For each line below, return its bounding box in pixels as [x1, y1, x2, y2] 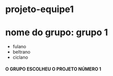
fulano [12, 44, 26, 50]
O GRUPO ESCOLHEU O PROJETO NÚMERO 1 [5, 66, 102, 72]
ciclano [12, 54, 29, 60]
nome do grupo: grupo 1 [5, 27, 108, 39]
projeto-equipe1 [5, 4, 74, 15]
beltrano [12, 49, 31, 55]
